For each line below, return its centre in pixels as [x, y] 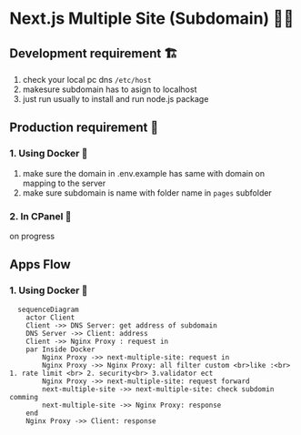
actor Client [50, 318]
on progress [32, 236]
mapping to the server [64, 183]
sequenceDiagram [48, 309]
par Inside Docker [60, 349]
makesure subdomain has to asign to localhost [110, 89]
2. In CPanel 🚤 [40, 216]
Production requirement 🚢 [84, 128]
